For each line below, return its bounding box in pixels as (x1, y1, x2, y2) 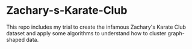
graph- (167, 29, 185, 36)
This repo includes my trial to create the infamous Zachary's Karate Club (6, 23, 187, 30)
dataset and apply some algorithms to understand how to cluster (6, 29, 167, 36)
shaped (6, 36, 25, 43)
